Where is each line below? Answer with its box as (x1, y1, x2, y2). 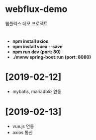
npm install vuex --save (12, 44, 63, 50)
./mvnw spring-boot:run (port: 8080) (12, 54, 91, 60)
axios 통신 (12, 130, 33, 135)
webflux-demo (5, 3, 68, 15)
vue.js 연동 (12, 123, 34, 129)
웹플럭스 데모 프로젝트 (5, 20, 48, 26)
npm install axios (12, 38, 49, 44)
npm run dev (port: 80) (12, 49, 61, 55)
